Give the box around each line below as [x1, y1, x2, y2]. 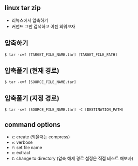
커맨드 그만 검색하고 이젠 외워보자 [11, 23, 76, 29]
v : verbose [11, 139, 33, 145]
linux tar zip [4, 4, 41, 12]
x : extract [11, 150, 31, 156]
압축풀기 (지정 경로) [4, 94, 60, 102]
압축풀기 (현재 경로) [4, 66, 60, 75]
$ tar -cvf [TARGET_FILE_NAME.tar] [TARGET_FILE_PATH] [4, 52, 118, 57]
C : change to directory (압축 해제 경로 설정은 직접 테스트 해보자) [11, 155, 134, 162]
